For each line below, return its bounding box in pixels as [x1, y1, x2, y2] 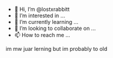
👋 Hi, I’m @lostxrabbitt [14, 6, 70, 13]
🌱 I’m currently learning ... [14, 19, 79, 25]
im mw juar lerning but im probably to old [5, 45, 108, 52]
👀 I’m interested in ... [14, 12, 66, 19]
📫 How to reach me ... [14, 32, 70, 38]
